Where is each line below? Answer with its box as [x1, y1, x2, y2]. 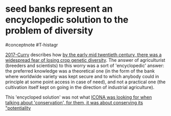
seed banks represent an [5, 3, 113, 15]
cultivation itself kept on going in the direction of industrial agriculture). [5, 84, 155, 90]
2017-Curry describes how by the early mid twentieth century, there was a [5, 52, 162, 58]
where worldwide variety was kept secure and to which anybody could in [5, 73, 159, 79]
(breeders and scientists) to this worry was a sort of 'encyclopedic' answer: [5, 62, 164, 68]
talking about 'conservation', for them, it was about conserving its [5, 99, 143, 105]
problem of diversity [5, 25, 93, 36]
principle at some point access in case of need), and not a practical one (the [5, 79, 166, 85]
